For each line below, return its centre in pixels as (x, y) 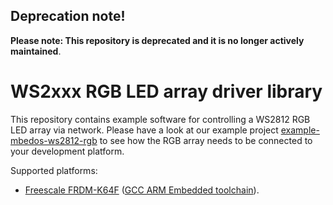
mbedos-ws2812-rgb (54, 140)
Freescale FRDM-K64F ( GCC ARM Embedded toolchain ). (142, 190)
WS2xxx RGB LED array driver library (166, 91)
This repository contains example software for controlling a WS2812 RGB (160, 119)
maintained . (36, 51)
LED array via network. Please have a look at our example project (144, 130)
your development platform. (67, 151)
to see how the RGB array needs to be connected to (206, 140)
